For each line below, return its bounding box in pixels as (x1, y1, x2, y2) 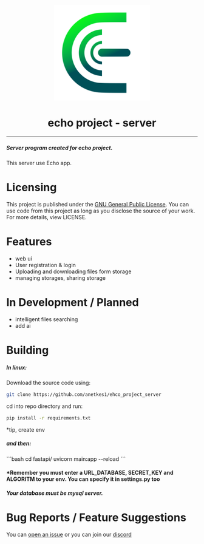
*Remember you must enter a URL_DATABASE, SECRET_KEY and (6, 469, 174, 477)
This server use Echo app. (6, 159, 72, 166)
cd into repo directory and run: (6, 403, 83, 410)
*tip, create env (6, 426, 46, 433)
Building (6, 343, 49, 357)
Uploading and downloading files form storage (15, 268, 132, 275)
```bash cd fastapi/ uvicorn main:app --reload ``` (6, 455, 126, 463)
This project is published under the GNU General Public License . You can (6, 200, 189, 208)
